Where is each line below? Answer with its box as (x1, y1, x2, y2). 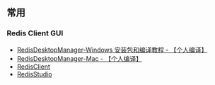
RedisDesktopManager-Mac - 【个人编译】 (16, 54, 143, 62)
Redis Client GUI (6, 28, 64, 38)
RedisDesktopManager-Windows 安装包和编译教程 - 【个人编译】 (16, 45, 208, 54)
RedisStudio (16, 69, 52, 78)
